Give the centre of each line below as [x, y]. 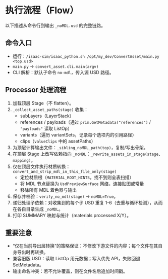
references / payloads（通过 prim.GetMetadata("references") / [86, 122]
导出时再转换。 [33, 252]
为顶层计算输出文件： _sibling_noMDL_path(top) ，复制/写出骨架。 [80, 147]
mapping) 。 [24, 160]
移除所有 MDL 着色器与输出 [48, 190]
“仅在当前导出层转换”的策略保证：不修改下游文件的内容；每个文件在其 [85, 246]
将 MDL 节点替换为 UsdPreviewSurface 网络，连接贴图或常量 [82, 184]
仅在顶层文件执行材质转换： [41, 166]
